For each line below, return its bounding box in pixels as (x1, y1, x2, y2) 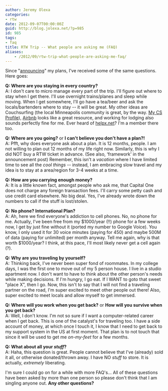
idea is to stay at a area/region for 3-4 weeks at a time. (5, 167, 119, 173)
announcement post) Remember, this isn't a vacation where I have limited (5, 157, 157, 163)
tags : (5, 36, 17, 41)
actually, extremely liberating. (5, 360, 66, 366)
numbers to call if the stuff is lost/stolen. (5, 198, 89, 204)
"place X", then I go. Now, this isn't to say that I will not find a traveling (5, 282, 150, 288)
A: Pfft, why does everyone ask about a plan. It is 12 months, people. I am (5, 141, 156, 147)
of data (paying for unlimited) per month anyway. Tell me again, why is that (5, 234, 159, 241)
